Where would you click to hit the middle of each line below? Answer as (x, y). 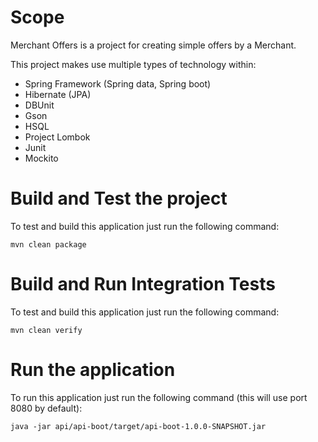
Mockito (41, 158)
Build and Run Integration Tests (143, 284)
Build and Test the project (119, 198)
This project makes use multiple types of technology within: (133, 64)
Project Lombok (57, 137)
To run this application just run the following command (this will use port (159, 397)
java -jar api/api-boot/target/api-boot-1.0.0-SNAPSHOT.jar (138, 426)
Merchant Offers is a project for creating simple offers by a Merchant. (153, 45)
